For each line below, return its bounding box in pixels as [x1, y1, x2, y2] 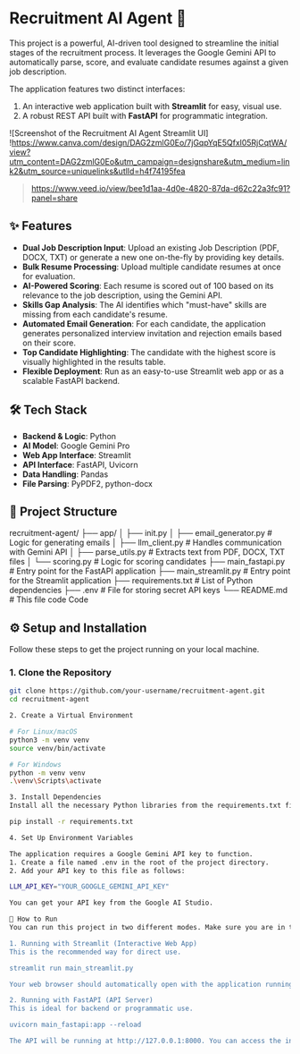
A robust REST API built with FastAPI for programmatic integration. [21, 110, 268, 121]
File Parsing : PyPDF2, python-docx [21, 478, 154, 489]
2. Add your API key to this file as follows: [9, 866, 186, 875]
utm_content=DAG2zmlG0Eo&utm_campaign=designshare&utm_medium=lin [9, 156, 290, 166]
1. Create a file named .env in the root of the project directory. [9, 858, 270, 867]
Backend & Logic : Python [21, 430, 117, 441]
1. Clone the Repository [9, 667, 112, 679]
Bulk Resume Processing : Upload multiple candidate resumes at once [21, 261, 281, 272]
